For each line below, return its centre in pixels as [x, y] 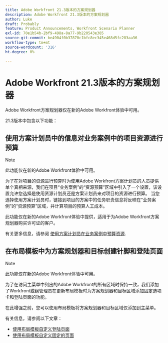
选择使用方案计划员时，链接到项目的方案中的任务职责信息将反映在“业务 [78, 200]
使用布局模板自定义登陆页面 [41, 329]
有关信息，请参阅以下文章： [34, 318]
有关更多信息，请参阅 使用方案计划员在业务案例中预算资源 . [65, 234]
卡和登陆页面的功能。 [27, 297]
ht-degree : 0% [20, 52]
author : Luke [19, 19]
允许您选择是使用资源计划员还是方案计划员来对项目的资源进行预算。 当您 [84, 193]
